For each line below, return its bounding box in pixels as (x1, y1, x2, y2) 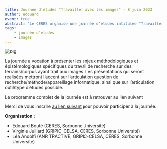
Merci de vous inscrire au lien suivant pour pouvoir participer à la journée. (5, 103, 157, 109)
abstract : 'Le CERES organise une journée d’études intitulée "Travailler (5, 21, 164, 26)
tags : (5, 26, 16, 31)
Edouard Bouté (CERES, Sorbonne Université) (12, 122, 106, 129)
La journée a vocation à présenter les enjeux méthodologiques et (5, 58, 138, 64)
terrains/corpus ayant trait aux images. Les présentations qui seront (5, 68, 144, 74)
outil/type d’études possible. (5, 84, 64, 90)
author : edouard (5, 12, 39, 17)
